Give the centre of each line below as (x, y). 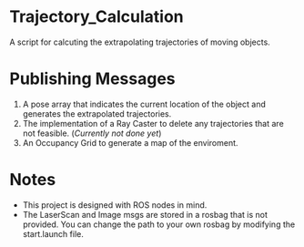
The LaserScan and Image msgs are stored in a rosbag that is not (145, 214)
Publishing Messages (92, 79)
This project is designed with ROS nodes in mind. (115, 205)
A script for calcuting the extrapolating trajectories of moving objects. (140, 42)
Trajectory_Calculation (96, 17)
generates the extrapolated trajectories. (97, 113)
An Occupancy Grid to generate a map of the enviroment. (130, 142)
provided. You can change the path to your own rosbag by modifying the (159, 224)
